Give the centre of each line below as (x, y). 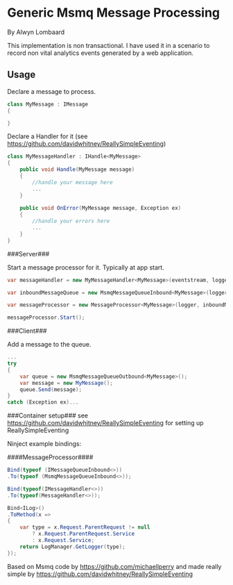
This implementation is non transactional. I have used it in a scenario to (109, 45)
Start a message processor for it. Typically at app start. (86, 267)
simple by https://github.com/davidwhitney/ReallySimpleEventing (100, 574)
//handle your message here (72, 182)
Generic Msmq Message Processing (114, 13)
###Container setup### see (48, 415)
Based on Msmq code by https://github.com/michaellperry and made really (114, 566)
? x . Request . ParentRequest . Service (84, 534)
